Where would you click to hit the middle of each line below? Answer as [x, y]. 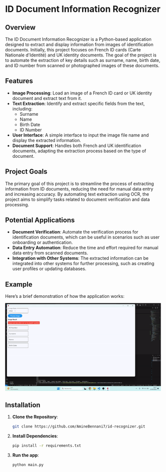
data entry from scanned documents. [50, 253]
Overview [21, 27]
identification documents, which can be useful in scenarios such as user [86, 237]
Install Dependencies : [35, 436]
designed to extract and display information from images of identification [79, 45]
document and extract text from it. [47, 98]
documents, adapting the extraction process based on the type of [79, 151]
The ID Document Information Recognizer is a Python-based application [78, 39]
